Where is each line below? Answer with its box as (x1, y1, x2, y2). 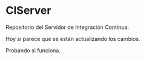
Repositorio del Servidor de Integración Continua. (5, 23, 130, 31)
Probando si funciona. (5, 46, 61, 54)
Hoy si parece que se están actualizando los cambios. (5, 35, 141, 42)
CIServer (5, 4, 51, 17)
